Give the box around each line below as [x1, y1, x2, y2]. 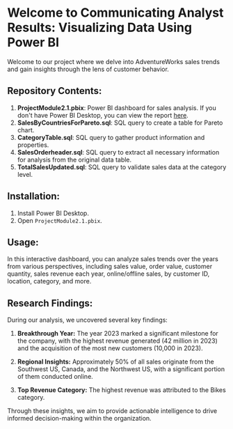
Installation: [7, 190, 61, 203]
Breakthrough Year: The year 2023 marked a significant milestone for [17, 329, 219, 338]
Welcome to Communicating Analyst [7, 5, 224, 21]
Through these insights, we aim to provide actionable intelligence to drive [7, 407, 218, 415]
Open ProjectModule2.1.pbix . [17, 216, 102, 224]
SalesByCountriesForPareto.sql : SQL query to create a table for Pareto [17, 118, 223, 127]
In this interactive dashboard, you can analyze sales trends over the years [7, 255, 219, 263]
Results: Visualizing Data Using [7, 19, 193, 36]
